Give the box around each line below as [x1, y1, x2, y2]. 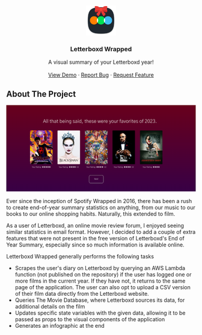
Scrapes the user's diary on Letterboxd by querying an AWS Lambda [14, 264, 185, 272]
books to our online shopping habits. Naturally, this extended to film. [6, 210, 176, 218]
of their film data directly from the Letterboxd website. [14, 290, 149, 297]
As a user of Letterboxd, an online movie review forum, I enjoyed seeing [6, 222, 185, 229]
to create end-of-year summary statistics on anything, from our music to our [6, 204, 195, 211]
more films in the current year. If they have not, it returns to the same [14, 277, 186, 284]
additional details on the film [14, 302, 85, 310]
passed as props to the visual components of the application [14, 315, 165, 323]
